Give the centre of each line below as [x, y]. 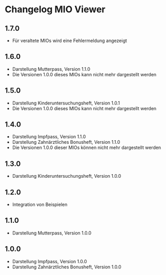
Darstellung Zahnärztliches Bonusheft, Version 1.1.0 [66, 142]
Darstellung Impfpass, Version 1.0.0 [50, 261]
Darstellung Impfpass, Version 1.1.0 [49, 137]
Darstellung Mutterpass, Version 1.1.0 [51, 69]
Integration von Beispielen [40, 205]
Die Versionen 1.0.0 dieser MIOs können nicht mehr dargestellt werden [87, 147]
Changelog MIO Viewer [55, 9]
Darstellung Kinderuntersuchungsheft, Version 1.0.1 [66, 103]
